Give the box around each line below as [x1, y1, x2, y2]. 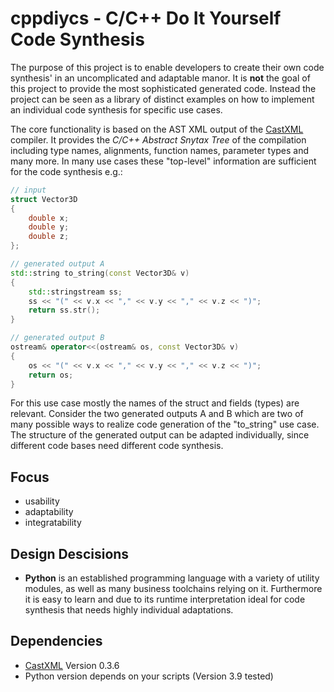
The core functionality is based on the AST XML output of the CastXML [10, 123, 304, 135]
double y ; [28, 222, 70, 232]
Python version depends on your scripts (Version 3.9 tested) [24, 670, 274, 682]
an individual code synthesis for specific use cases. [10, 103, 223, 116]
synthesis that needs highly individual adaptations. [24, 604, 234, 616]
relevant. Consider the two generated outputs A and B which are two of [10, 408, 304, 420]
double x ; [28, 213, 70, 223]
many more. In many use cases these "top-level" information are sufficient [10, 155, 317, 167]
